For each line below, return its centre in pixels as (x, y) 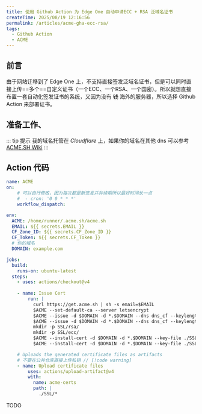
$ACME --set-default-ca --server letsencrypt (91, 310)
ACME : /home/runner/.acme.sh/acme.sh (59, 221)
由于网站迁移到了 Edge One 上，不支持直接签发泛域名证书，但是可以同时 (96, 81)
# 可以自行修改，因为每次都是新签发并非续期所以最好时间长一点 (84, 193)
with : (35, 377)
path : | (42, 388)
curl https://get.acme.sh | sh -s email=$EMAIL (93, 304)
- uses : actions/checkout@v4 (54, 282)
